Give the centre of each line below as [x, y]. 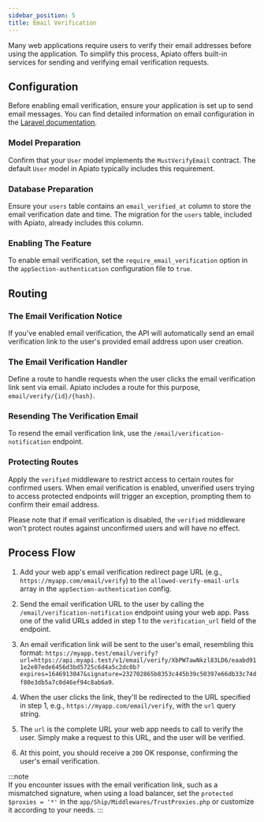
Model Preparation [45, 143]
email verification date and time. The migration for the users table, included [130, 214]
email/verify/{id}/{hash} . [52, 396]
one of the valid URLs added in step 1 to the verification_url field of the [138, 620]
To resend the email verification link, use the [80, 433]
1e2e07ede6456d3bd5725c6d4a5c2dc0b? [80, 667]
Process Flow [42, 553]
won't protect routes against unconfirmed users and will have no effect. [124, 528]
